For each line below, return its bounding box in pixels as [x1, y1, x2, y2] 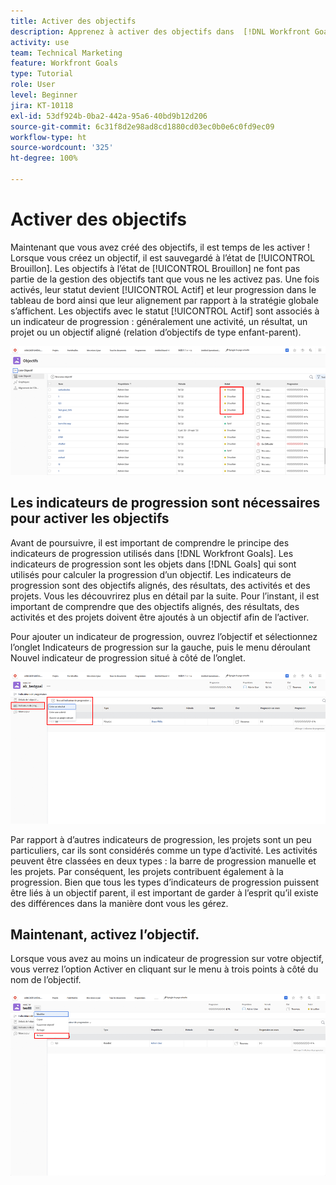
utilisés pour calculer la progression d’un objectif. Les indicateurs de [10, 568, 292, 580]
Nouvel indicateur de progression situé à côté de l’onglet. [10, 651, 246, 664]
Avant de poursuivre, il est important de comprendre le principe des [10, 536, 290, 549]
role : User [10, 80, 56, 90]
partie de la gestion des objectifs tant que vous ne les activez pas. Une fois [10, 273, 320, 285]
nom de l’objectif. [10, 974, 82, 986]
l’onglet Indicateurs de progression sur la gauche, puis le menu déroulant [10, 641, 311, 653]
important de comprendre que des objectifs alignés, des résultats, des [10, 600, 300, 612]
